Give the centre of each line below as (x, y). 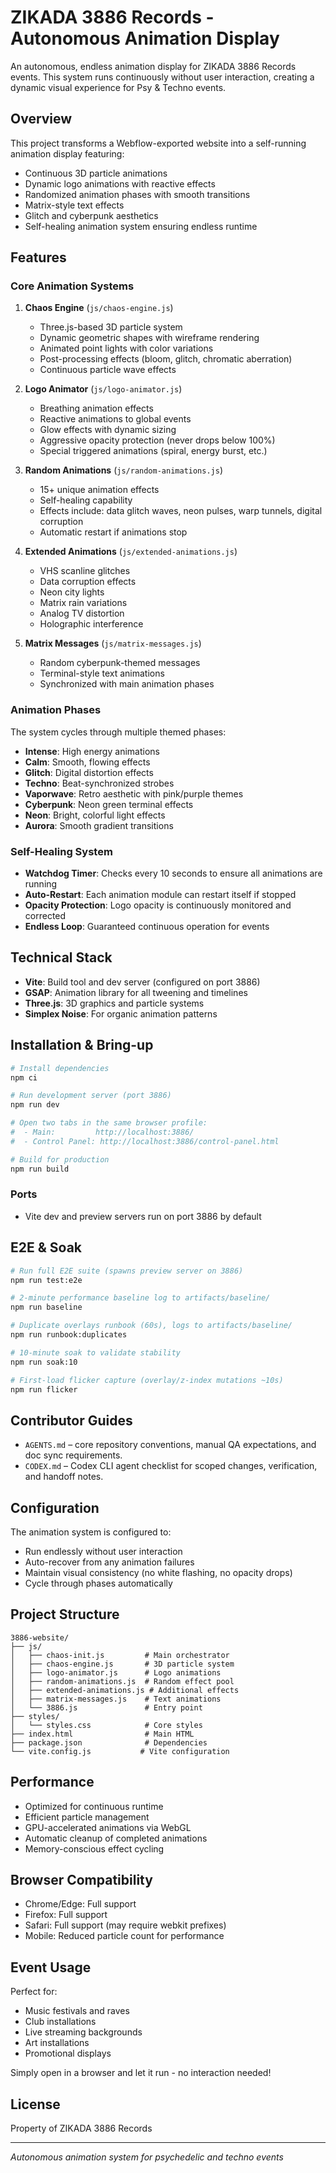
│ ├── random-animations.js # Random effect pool (122, 1681)
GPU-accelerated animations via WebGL (108, 1827)
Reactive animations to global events (115, 419)
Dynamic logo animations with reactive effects (120, 183)
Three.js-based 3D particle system (111, 327)
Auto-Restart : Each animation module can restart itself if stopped (160, 895)
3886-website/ (40, 1637)
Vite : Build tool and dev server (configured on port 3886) (142, 982)
